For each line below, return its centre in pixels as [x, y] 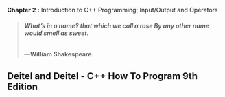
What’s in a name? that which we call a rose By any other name [117, 25]
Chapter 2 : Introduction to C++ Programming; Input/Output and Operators [113, 10]
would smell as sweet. [56, 33]
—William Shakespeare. [59, 54]
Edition [23, 86]
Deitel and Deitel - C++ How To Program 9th [102, 76]
